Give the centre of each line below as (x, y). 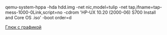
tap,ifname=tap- (145, 7)
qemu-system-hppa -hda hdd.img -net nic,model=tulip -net (66, 7)
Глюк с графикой (23, 27)
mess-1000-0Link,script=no (34, 12)
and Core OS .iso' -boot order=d (38, 17)
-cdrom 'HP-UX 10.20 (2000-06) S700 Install (110, 12)
